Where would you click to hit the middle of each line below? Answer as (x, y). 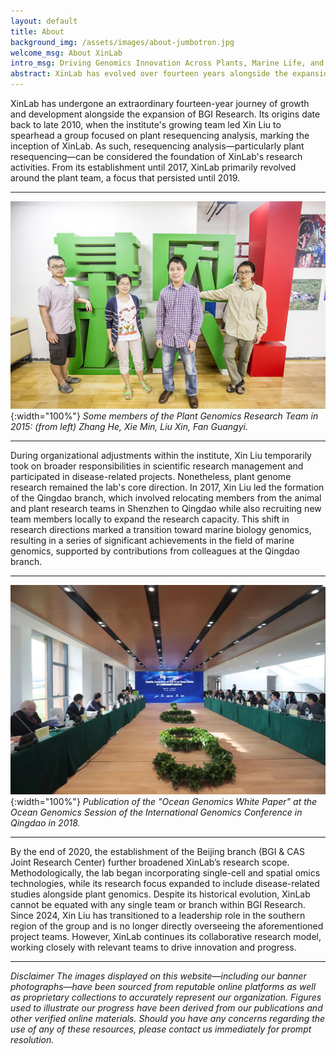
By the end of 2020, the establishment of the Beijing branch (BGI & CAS (157, 852)
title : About (37, 31)
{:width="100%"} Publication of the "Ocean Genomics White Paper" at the (164, 802)
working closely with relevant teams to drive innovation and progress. (153, 947)
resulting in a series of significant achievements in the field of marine (152, 540)
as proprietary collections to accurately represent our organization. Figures (166, 997)
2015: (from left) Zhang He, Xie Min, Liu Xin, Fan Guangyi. (129, 426)
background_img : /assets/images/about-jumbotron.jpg (122, 42)
